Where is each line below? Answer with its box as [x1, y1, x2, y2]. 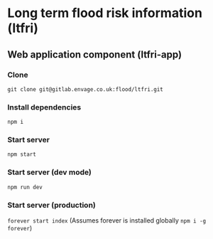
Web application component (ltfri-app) [7, 48, 182, 60]
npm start [7, 151, 37, 158]
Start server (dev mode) [7, 167, 92, 177]
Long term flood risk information [7, 5, 202, 21]
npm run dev [7, 184, 43, 191]
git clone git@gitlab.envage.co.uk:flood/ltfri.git [7, 85, 163, 93]
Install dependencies [7, 102, 82, 112]
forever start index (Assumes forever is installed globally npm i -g [7, 216, 207, 225]
